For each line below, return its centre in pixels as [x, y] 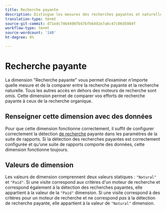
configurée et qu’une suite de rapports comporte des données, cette [75, 144]
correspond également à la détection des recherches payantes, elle [74, 187]
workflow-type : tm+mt [27, 28]
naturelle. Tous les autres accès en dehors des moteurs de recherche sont [81, 90]
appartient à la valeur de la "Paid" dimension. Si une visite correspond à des [83, 193]
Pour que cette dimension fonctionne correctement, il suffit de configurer [80, 128]
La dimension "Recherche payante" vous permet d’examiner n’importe [77, 80]
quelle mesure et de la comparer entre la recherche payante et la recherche [82, 85]
